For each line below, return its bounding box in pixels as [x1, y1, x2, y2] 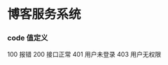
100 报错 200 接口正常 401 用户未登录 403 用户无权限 [7, 50, 162, 59]
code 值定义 [7, 33, 48, 43]
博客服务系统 [7, 6, 82, 22]
